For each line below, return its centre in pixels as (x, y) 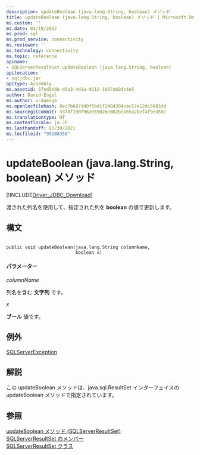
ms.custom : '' (24, 23)
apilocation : (22, 73)
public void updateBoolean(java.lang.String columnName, (78, 247)
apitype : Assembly (29, 84)
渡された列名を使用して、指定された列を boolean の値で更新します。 (90, 207)
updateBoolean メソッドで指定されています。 (62, 395)
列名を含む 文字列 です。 (36, 292)
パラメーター (22, 266)
